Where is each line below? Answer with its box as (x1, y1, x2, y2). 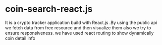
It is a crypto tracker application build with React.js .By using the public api (5, 20, 158, 25)
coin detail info (5, 35, 36, 41)
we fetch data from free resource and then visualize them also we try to (5, 24, 151, 30)
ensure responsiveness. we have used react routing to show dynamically (5, 30, 154, 36)
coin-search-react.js (5, 3, 93, 15)
